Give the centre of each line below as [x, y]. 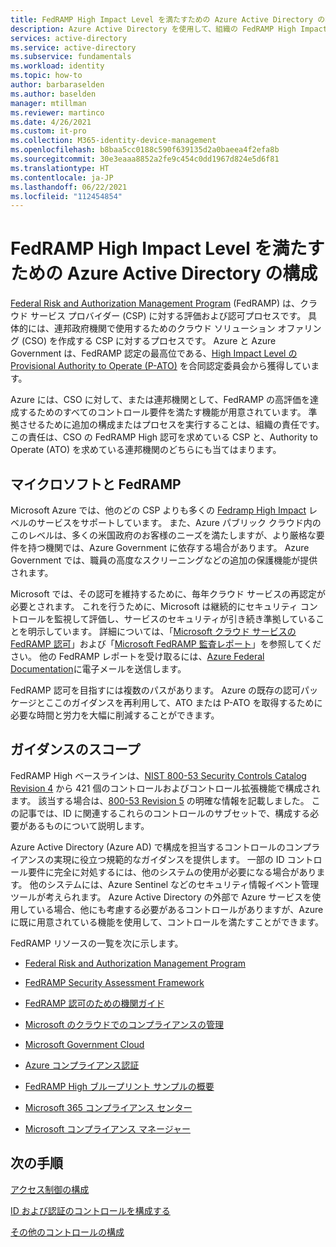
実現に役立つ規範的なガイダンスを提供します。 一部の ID [169, 859]
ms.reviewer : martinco [57, 112]
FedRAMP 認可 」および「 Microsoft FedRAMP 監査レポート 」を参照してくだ [166, 644]
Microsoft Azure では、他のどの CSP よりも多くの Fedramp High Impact [158, 510]
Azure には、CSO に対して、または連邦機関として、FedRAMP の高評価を [160, 400]
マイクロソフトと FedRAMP [96, 484]
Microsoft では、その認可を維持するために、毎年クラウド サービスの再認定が [168, 594]
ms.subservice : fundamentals [71, 57]
